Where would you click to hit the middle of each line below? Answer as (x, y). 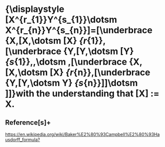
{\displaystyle (35, 9)
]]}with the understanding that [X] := (82, 94)
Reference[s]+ (28, 122)
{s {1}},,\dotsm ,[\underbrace (66, 62)
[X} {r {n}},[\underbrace (100, 73)
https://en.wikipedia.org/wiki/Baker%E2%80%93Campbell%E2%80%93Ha (82, 134)
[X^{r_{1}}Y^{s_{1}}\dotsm (61, 20)
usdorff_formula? (23, 140)
